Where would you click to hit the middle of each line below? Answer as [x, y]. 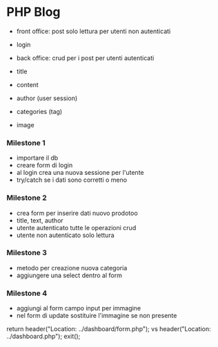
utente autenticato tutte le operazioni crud [76, 227]
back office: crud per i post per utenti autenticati [85, 58]
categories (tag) [39, 111]
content [27, 84]
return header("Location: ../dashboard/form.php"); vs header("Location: [109, 329]
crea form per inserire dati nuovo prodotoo [77, 213]
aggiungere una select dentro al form [69, 275]
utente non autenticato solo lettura [65, 235]
